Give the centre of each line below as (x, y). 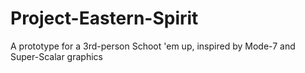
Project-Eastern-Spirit (104, 18)
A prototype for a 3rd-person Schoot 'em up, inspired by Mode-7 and (153, 46)
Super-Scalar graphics (56, 56)
